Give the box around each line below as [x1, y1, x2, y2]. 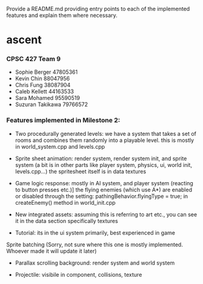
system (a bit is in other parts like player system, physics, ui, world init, [15, 161, 193, 168]
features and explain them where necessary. [6, 12, 118, 19]
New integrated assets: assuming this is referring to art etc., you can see [15, 210, 198, 218]
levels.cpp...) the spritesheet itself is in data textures [15, 168, 146, 175]
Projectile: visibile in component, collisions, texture [15, 271, 142, 278]
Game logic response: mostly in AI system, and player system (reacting [15, 179, 193, 186]
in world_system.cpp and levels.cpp [15, 143, 105, 150]
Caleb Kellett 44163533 [15, 88, 74, 95]
